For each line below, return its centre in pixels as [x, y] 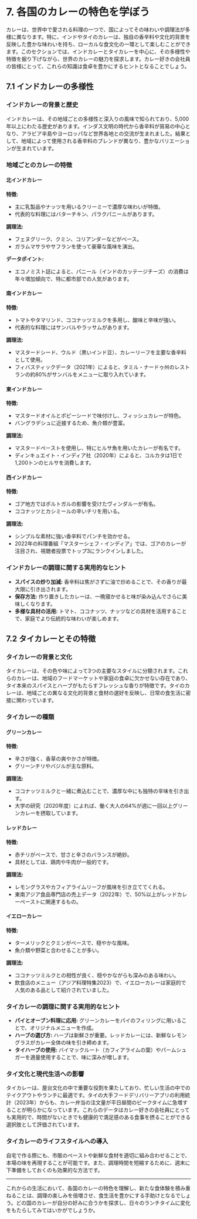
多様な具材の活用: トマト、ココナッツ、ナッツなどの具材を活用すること [101, 611]
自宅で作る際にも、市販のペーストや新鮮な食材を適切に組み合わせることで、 [98, 1155]
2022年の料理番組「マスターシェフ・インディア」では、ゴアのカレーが [100, 544]
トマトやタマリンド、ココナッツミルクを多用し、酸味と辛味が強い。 [97, 320]
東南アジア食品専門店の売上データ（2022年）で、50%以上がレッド [96, 894]
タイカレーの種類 [30, 717]
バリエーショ [174, 141]
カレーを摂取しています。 [50, 813]
